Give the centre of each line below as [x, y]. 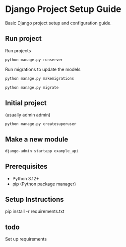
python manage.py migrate [32, 87]
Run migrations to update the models [43, 69]
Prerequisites [26, 167]
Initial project [26, 103]
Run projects [18, 50]
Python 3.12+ [26, 178]
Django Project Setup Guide [63, 9]
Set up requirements [26, 239]
